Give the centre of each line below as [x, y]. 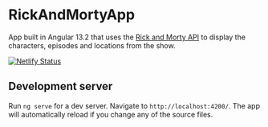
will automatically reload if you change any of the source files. [111, 114]
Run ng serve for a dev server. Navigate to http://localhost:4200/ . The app [134, 105]
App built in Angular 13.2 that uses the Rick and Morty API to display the [127, 37]
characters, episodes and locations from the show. [92, 45]
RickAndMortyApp [71, 15]
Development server [61, 86]
